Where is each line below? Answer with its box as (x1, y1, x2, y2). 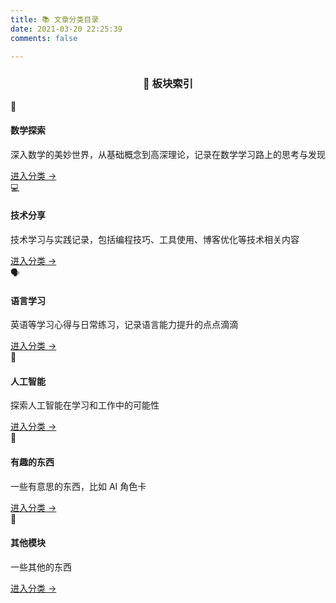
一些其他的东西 (10, 561, 72, 573)
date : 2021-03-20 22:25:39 (10, 24, 123, 34)
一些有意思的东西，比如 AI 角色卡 (10, 480, 147, 492)
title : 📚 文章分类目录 (10, 14, 100, 25)
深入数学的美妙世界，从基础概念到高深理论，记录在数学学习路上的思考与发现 (10, 148, 326, 160)
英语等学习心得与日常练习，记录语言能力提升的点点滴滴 (10, 319, 238, 331)
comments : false (10, 33, 78, 43)
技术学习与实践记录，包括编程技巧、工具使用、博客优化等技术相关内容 (10, 234, 300, 246)
